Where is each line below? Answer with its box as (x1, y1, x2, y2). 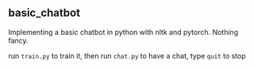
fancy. (8, 36, 29, 45)
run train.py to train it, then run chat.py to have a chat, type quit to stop (8, 51, 246, 60)
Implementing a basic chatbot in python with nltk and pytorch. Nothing (8, 27, 239, 36)
